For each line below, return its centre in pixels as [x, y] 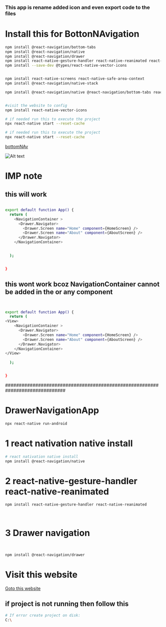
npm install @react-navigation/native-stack [52, 84]
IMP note [24, 176]
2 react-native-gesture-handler [71, 481]
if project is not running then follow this [67, 604]
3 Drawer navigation [48, 533]
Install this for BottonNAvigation [72, 34]
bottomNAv [17, 147]
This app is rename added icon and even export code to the [78, 7]
